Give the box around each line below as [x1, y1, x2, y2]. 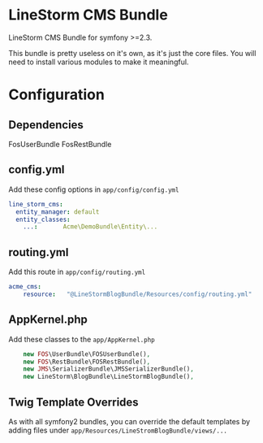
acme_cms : [8, 283, 42, 291]
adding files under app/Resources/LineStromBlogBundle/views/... [8, 425, 227, 435]
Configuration [8, 85, 106, 104]
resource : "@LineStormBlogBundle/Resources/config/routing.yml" [23, 290, 252, 298]
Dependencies [8, 118, 84, 132]
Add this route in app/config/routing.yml [8, 267, 146, 277]
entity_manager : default [15, 207, 100, 216]
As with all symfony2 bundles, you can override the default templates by [8, 416, 250, 426]
